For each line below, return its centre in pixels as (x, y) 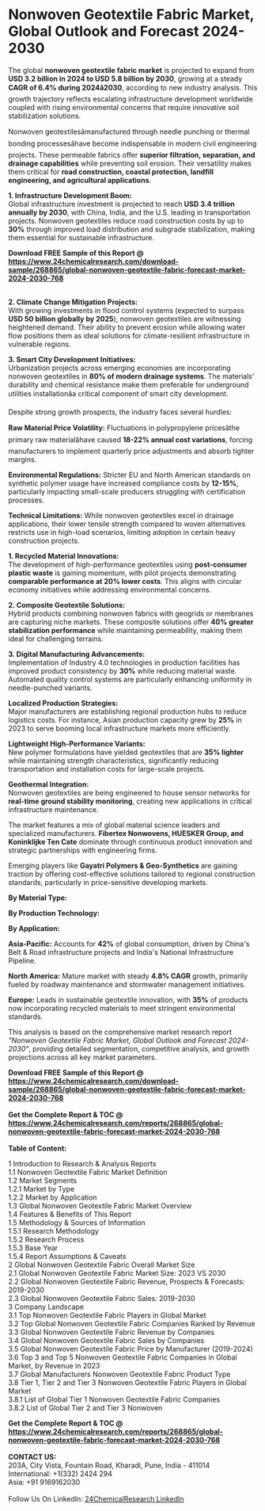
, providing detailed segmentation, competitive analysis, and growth (139, 1048)
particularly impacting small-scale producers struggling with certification (127, 491)
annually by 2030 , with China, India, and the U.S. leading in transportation (129, 212)
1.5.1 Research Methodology (53, 1231)
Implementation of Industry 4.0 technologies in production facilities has (124, 662)
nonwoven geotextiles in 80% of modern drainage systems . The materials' (131, 376)
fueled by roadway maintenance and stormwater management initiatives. (127, 984)
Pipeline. (23, 960)
